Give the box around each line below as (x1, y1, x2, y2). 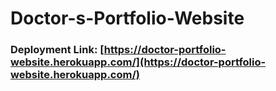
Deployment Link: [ (10, 43, 105, 57)
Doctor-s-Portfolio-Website (10, 7, 245, 30)
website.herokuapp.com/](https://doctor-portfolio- (10, 55, 267, 69)
